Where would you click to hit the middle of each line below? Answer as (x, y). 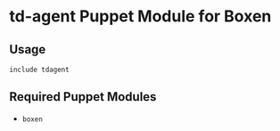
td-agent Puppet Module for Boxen (140, 16)
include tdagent (39, 70)
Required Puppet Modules (83, 97)
